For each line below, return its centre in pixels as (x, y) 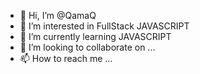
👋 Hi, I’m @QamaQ (58, 15)
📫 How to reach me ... (66, 58)
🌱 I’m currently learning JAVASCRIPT (95, 36)
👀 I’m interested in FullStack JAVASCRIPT (104, 26)
